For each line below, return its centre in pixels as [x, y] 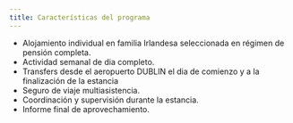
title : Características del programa [80, 17]
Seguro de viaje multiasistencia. [81, 90]
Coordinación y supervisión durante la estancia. [110, 100]
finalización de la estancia [70, 80]
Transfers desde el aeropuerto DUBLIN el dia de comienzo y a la [141, 71]
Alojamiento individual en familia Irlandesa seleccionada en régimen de [153, 43]
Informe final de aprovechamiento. [86, 109]
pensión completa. [56, 52]
